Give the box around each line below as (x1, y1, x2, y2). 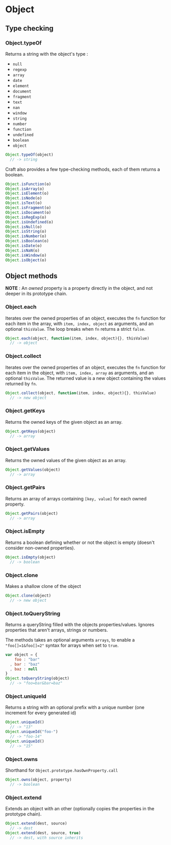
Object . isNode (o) (5, 196, 42, 201)
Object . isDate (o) (5, 243, 42, 248)
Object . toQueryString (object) (5, 676, 70, 681)
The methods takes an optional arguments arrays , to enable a (5, 636, 135, 643)
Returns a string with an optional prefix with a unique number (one (5, 704, 144, 711)
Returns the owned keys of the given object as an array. (5, 419, 123, 425)
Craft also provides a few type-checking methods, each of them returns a (5, 166, 160, 172)
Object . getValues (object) (5, 467, 60, 472)
